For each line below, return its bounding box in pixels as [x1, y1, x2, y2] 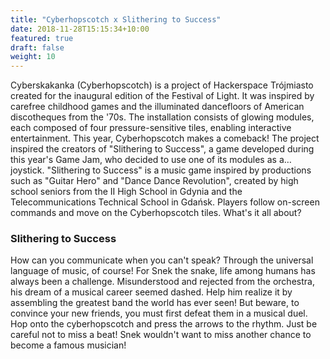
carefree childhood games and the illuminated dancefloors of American [10, 101, 305, 113]
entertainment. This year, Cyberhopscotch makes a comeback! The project [10, 132, 320, 145]
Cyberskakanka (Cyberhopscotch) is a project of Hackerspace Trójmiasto [10, 79, 314, 91]
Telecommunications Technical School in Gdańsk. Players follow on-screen [10, 196, 320, 208]
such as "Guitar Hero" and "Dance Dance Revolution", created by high [10, 175, 299, 187]
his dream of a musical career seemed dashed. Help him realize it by [10, 286, 293, 298]
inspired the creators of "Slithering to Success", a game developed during [10, 143, 315, 155]
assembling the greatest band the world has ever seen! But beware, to [10, 297, 300, 309]
